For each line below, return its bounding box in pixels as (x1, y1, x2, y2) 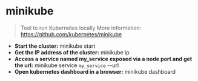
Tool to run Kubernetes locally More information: (20, 24, 142, 31)
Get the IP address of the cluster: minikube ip (14, 48, 130, 56)
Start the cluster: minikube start (14, 42, 96, 50)
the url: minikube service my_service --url (14, 62, 119, 69)
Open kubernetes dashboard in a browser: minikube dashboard (14, 68, 176, 75)
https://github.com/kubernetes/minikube (20, 30, 122, 37)
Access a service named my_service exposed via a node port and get (14, 55, 193, 62)
